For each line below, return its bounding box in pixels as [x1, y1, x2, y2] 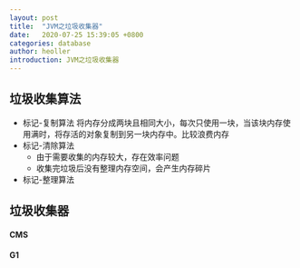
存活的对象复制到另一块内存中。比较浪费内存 [62, 128, 229, 139]
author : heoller [9, 47, 71, 56]
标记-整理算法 [22, 174, 75, 184]
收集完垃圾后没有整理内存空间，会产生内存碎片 [35, 163, 211, 174]
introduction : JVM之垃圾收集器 [9, 55, 120, 65]
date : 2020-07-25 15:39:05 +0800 [9, 30, 144, 39]
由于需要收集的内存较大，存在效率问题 [35, 151, 179, 162]
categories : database [9, 38, 92, 48]
